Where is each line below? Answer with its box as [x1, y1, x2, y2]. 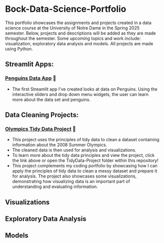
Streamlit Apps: [5, 60, 54, 68]
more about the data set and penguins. [12, 96, 91, 102]
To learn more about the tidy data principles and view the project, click [12, 152, 155, 158]
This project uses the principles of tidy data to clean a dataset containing [12, 137, 160, 143]
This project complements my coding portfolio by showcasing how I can [12, 163, 158, 169]
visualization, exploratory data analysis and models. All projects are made [5, 40, 153, 46]
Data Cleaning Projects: [5, 111, 79, 119]
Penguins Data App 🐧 [5, 75, 56, 82]
